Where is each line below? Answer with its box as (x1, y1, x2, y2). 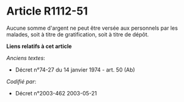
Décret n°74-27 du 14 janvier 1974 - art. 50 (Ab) (15, 66, 136, 73)
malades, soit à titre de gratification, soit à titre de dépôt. (6, 30, 149, 38)
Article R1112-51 (6, 4, 88, 18)
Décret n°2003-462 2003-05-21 (15, 89, 97, 97)
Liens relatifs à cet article (6, 42, 72, 50)
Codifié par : (6, 78, 37, 85)
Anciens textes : (6, 54, 46, 61)
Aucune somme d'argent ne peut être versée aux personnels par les (6, 24, 178, 32)
